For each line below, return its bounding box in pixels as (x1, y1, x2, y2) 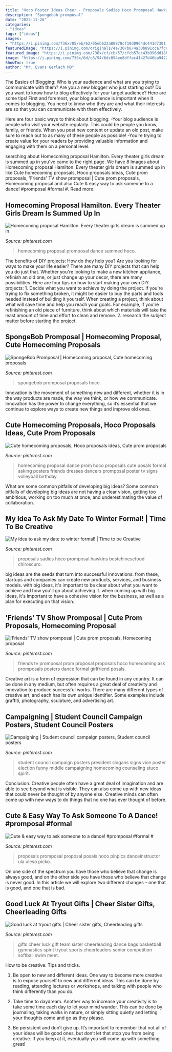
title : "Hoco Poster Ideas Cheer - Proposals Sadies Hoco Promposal (5, 7, 155, 13)
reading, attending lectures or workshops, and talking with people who (12, 983, 162, 989)
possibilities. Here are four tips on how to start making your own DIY (5, 279, 149, 285)
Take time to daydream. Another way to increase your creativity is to (12, 998, 157, 1004)
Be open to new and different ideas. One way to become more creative (12, 972, 162, 978)
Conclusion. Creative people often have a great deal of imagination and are (5, 781, 164, 786)
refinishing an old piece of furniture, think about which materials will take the (5, 306, 167, 313)
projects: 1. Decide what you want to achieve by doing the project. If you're (5, 285, 163, 291)
